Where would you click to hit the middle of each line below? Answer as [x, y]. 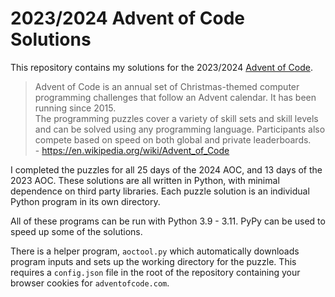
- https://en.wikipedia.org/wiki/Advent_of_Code [132, 150]
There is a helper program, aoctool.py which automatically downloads [155, 251]
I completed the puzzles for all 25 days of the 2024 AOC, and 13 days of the [166, 169]
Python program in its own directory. [85, 201]
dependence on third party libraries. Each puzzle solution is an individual [160, 191]
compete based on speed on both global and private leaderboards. [173, 139]
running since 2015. [75, 108]
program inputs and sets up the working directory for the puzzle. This [153, 261]
